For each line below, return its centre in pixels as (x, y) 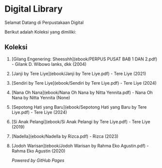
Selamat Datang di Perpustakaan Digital (44, 22)
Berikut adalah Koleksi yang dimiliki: (40, 32)
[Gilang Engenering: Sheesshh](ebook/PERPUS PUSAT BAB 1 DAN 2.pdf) (84, 59)
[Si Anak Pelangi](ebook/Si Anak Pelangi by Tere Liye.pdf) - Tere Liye (81, 121)
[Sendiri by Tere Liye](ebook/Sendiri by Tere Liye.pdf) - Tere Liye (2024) (84, 83)
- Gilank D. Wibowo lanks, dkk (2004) (49, 64)
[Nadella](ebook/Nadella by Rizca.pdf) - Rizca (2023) (65, 136)
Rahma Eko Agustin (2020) (39, 151)
